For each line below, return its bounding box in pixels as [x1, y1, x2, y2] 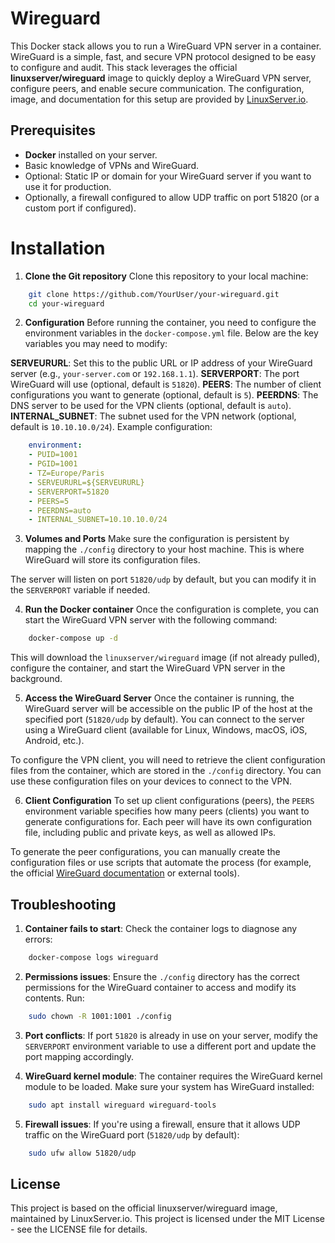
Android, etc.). [24, 735, 85, 747]
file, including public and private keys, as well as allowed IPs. [24, 827, 277, 839]
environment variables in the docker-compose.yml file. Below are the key [24, 327, 319, 339]
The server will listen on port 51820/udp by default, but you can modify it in [10, 573, 317, 586]
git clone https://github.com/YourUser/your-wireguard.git [28, 289, 280, 299]
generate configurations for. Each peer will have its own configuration [24, 816, 313, 828]
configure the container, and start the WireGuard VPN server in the [10, 662, 286, 674]
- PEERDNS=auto [28, 505, 92, 516]
